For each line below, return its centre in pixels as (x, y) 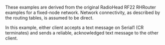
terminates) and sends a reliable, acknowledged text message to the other (82, 33)
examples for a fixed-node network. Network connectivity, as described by (83, 12)
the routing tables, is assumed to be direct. (49, 18)
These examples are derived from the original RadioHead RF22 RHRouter (81, 7)
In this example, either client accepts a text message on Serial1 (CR (74, 27)
